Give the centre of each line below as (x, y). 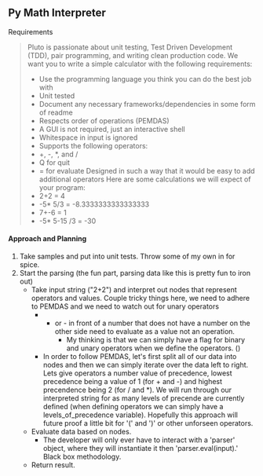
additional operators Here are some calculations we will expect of (145, 179)
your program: (62, 187)
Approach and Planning (47, 239)
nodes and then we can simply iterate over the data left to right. (146, 365)
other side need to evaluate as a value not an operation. (145, 331)
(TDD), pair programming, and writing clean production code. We (133, 55)
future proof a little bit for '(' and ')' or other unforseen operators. (148, 423)
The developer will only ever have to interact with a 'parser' (139, 440)
